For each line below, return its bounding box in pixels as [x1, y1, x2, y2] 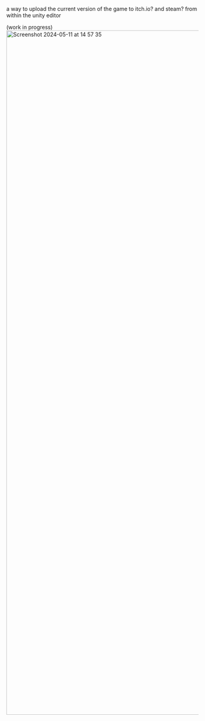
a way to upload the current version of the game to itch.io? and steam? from [6, 6, 197, 12]
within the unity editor [6, 12, 62, 19]
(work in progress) [6, 24, 53, 31]
